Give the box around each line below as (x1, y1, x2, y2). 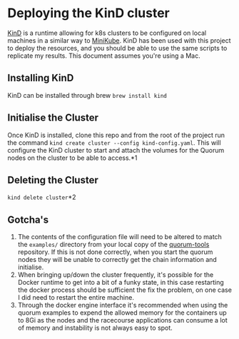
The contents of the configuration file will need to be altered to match (17, 233, 223, 241)
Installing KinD (7, 72, 74, 84)
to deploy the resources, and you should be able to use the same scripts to (7, 44, 228, 52)
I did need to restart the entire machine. (17, 293, 134, 302)
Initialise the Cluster (7, 112, 98, 124)
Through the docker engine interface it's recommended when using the (17, 301, 228, 310)
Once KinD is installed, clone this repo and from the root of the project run (7, 131, 225, 139)
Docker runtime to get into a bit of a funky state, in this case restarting (17, 278, 225, 287)
